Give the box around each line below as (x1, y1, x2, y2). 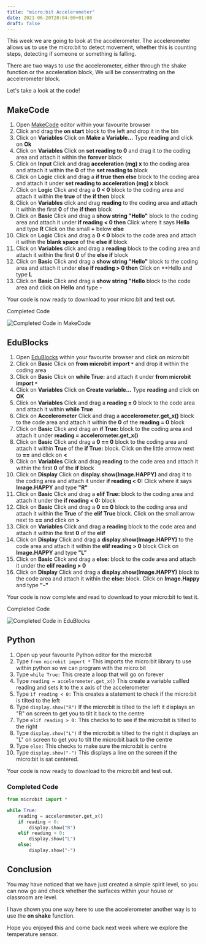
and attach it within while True (15, 406, 93, 413)
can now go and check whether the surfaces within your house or (7, 887, 174, 894)
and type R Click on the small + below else (15, 225, 124, 233)
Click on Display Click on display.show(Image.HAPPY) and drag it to (15, 471, 192, 478)
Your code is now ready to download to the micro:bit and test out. (7, 767, 172, 774)
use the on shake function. (7, 912, 75, 919)
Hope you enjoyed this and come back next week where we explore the (7, 924, 188, 931)
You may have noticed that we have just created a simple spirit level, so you (7, 880, 198, 888)
